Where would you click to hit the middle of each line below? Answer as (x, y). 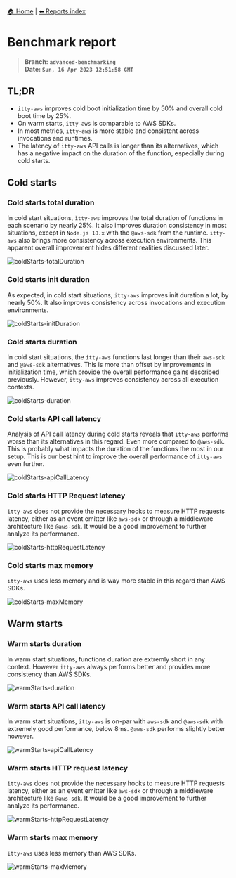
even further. (26, 464)
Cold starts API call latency (54, 418)
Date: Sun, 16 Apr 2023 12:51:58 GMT (79, 69)
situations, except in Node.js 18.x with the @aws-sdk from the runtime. (108, 233)
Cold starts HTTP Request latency (66, 496)
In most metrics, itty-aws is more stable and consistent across (108, 131)
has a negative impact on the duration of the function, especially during (121, 153)
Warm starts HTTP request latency (68, 768)
